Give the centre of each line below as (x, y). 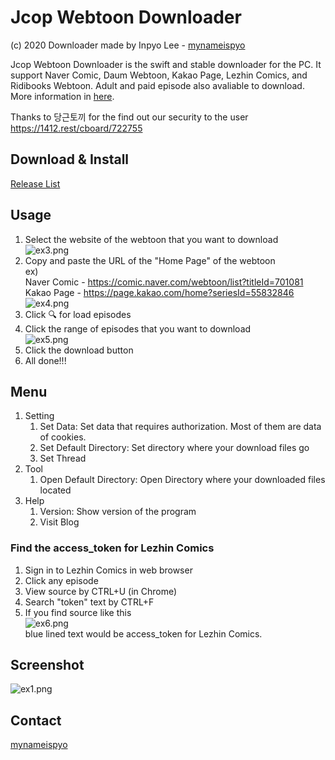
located (55, 490)
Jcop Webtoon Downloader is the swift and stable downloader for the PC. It (166, 64)
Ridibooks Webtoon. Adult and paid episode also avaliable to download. (157, 85)
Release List (35, 183)
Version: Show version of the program (118, 512)
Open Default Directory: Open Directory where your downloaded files (182, 480)
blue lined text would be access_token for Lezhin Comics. (143, 633)
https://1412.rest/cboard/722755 (76, 128)
